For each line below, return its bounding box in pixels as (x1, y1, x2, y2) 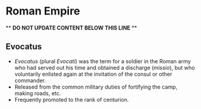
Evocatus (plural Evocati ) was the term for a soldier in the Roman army (14, 57, 191, 64)
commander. (14, 76, 47, 84)
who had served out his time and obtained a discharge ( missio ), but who (14, 64, 195, 71)
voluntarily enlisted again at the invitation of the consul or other (14, 70, 173, 78)
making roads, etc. (14, 89, 61, 97)
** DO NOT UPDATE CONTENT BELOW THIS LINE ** (5, 24, 137, 31)
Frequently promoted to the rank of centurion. (14, 96, 129, 103)
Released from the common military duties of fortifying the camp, (14, 83, 178, 90)
